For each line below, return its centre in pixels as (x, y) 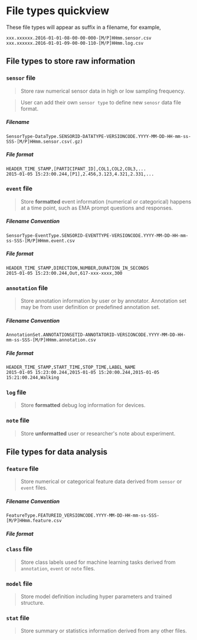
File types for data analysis (57, 452)
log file (16, 392)
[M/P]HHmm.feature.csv (34, 521)
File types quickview (58, 11)
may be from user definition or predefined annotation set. (90, 307)
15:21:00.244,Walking (33, 378)
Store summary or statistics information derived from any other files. (104, 631)
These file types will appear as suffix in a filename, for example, (83, 27)
